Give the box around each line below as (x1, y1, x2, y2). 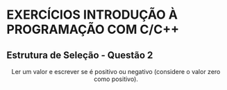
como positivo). (94, 75, 138, 83)
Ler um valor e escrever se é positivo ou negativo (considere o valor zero (11, 68, 221, 75)
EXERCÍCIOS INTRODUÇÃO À (6, 7, 178, 23)
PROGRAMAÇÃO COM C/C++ (6, 21, 180, 37)
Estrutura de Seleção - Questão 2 (6, 49, 153, 61)
